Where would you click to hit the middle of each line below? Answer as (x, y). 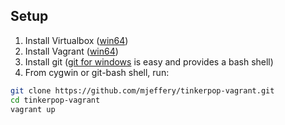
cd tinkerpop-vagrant (55, 100)
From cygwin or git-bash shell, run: (97, 72)
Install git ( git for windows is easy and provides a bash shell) (149, 61)
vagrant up (33, 109)
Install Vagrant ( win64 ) (71, 51)
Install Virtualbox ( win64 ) (76, 40)
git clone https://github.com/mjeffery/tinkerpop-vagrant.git (142, 90)
